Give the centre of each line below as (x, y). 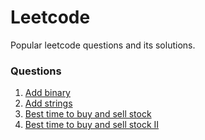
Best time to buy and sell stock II (92, 125)
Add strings (48, 103)
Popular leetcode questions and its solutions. (103, 45)
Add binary (47, 93)
